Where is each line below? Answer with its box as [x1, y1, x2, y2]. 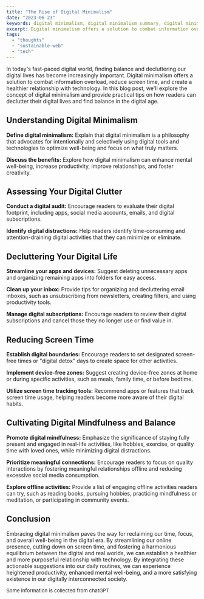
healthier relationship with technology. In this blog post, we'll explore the [6, 85, 188, 92]
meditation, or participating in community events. [6, 496, 129, 504]
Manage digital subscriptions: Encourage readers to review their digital [6, 311, 187, 318]
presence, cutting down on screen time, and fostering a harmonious [6, 542, 176, 550]
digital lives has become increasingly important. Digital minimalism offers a [6, 71, 193, 79]
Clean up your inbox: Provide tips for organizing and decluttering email [6, 286, 185, 293]
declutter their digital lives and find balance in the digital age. [6, 97, 159, 105]
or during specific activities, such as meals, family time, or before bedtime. [6, 375, 193, 383]
